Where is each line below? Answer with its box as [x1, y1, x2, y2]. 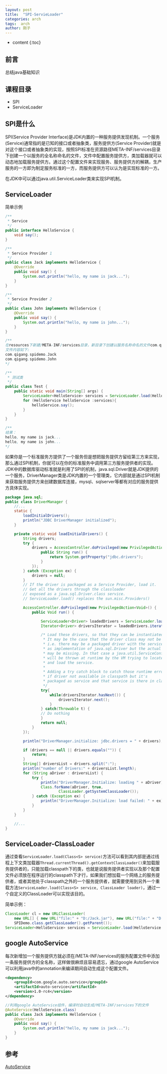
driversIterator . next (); [58, 697, 110, 702]
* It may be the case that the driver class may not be [43, 637, 162, 642]
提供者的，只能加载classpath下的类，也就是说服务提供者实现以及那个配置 [9, 866, 160, 872]
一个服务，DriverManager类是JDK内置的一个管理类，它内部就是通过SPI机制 [5, 472, 160, 478]
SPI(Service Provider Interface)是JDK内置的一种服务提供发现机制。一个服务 [5, 134, 160, 140]
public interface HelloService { [5, 228, 75, 233]
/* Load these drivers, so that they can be [40, 633, 135, 638]
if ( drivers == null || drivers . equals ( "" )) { [23, 748, 121, 752]
